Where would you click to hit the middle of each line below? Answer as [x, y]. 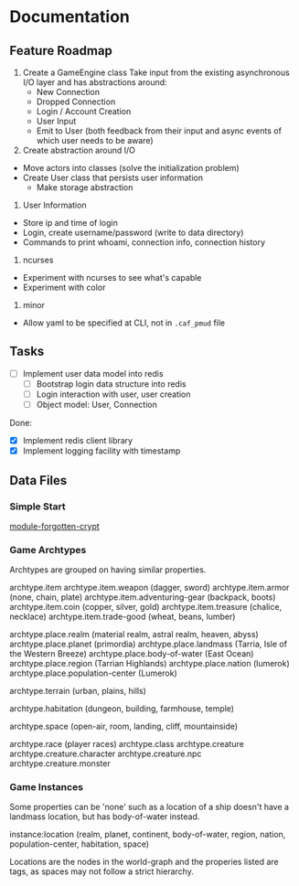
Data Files [38, 480]
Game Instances [47, 787]
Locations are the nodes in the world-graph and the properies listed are [144, 862]
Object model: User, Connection [96, 405]
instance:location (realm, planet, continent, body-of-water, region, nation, [148, 835]
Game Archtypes [48, 550]
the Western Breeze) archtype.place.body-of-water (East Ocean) [132, 654]
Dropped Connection [76, 101]
